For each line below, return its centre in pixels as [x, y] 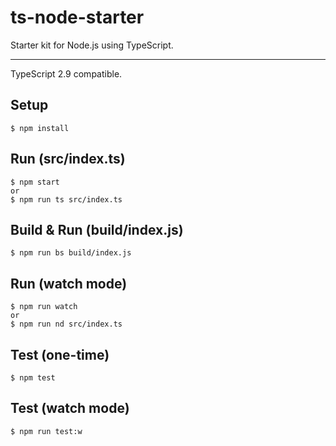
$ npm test [33, 378]
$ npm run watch [44, 307]
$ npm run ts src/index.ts [66, 199]
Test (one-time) [60, 354]
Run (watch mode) [69, 283]
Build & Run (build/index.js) [97, 229]
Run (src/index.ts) [68, 159]
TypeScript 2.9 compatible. [66, 73]
